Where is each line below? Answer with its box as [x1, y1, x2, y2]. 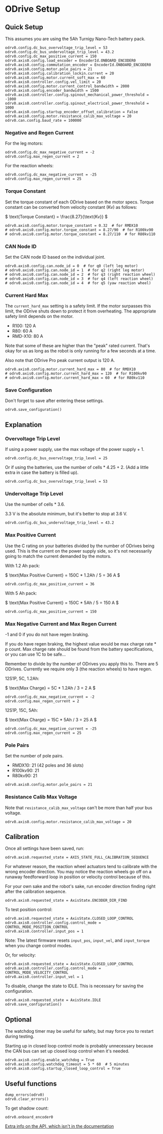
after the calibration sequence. [5, 889, 67, 894]
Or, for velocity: [5, 952, 36, 958]
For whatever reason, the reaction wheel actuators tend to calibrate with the [5, 864, 157, 869]
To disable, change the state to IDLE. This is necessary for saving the [5, 983, 144, 989]
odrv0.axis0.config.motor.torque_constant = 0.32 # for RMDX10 [5, 223, 138, 228]
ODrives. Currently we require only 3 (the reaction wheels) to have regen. [5, 666, 152, 672]
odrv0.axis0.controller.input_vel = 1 [5, 975, 84, 979]
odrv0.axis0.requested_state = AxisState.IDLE [5, 998, 101, 1003]
